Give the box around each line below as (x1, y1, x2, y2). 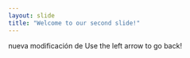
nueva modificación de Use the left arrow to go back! (8, 41, 183, 50)
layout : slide (8, 11, 56, 20)
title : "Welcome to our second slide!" (8, 19, 141, 27)
